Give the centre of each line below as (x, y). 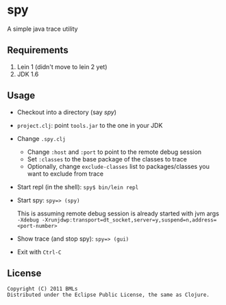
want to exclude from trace (65, 174)
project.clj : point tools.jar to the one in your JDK (90, 125)
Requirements (38, 50)
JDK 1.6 (28, 74)
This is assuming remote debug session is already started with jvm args (118, 213)
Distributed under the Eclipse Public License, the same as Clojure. (109, 295)
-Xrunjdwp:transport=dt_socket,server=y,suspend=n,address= (129, 220)
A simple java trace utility (42, 29)
